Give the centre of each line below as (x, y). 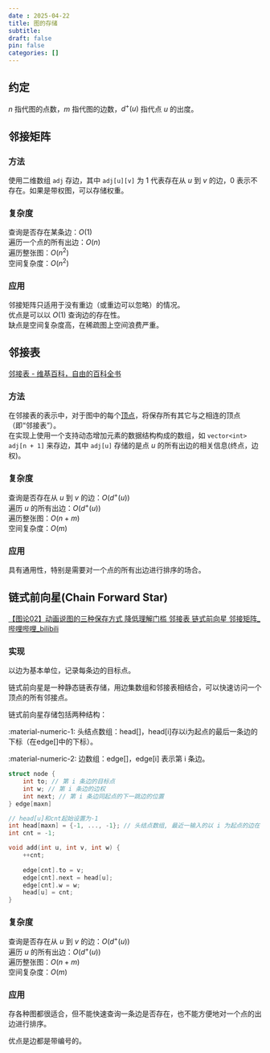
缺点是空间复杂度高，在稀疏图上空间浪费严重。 (86, 325)
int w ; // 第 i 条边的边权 (64, 789)
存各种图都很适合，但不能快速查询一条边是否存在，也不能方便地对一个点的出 (135, 1014)
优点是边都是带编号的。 (47, 1041)
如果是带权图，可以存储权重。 (79, 190)
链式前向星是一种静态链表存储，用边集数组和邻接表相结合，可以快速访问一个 (135, 688)
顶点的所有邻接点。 (40, 698)
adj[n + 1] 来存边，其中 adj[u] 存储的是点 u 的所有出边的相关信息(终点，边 (133, 446)
